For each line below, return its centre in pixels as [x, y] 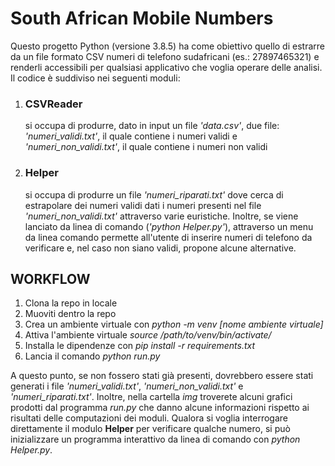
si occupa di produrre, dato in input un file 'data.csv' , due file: [152, 126]
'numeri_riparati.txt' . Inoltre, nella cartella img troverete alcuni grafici [151, 397]
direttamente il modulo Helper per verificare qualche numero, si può [150, 429]
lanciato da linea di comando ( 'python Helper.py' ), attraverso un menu [169, 226]
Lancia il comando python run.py [92, 356]
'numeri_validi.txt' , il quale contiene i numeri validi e [131, 136]
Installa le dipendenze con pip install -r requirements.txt [140, 346]
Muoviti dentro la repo [70, 314]
